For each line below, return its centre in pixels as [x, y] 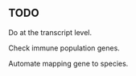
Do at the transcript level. [50, 32]
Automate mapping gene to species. [68, 63]
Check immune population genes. [64, 48]
